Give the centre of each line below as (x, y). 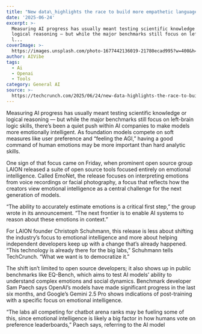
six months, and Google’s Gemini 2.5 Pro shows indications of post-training (99, 294)
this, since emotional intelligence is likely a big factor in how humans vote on (101, 318)
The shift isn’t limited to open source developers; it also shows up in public (99, 268)
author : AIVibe (25, 57)
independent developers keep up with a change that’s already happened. (97, 244)
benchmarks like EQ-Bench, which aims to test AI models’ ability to (89, 274)
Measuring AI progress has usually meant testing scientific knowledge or (96, 113)
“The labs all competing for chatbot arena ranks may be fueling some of (95, 312)
